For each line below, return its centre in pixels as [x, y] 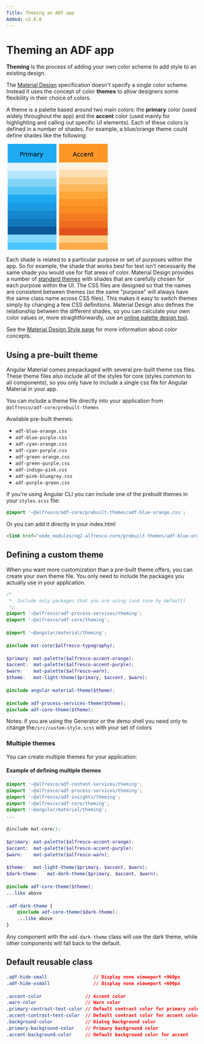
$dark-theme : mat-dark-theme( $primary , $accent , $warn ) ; [83, 874]
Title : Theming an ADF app [40, 13]
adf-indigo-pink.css [41, 470]
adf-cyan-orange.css [41, 444]
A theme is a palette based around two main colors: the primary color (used [101, 110]
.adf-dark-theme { [29, 906]
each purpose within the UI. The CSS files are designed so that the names [99, 285]
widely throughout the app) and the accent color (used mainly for [88, 116]
